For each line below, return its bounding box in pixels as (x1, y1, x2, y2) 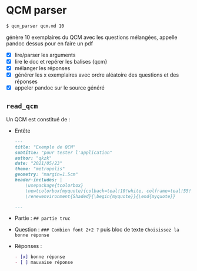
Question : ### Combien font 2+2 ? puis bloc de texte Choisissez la (14, 226, 179, 233)
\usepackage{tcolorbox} (25, 182, 84, 189)
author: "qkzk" (14, 155, 52, 161)
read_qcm (6, 101, 38, 110)
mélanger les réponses (14, 64, 71, 71)
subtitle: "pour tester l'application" (14, 150, 113, 156)
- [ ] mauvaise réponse (14, 260, 74, 266)
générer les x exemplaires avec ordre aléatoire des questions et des (14, 71, 179, 78)
